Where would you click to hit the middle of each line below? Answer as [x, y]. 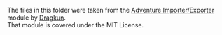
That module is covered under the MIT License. [76, 25]
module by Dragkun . [37, 17]
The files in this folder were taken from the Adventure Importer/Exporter [111, 10]
